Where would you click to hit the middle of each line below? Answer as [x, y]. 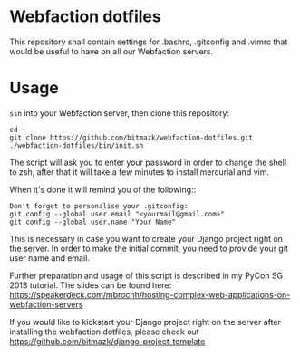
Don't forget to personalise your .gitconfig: [99, 206]
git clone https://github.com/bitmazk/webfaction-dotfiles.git [131, 138]
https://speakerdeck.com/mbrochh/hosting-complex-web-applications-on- [150, 294]
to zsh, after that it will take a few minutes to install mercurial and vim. [140, 172]
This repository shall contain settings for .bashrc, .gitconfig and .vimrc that [149, 42]
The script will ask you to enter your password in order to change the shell [148, 162]
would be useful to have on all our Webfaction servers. [111, 51]
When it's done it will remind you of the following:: [103, 189]
